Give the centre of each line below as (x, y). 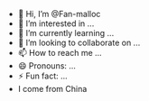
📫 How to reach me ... (60, 53)
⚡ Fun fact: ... (42, 76)
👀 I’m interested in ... (56, 23)
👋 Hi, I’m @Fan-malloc (59, 14)
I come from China (52, 89)
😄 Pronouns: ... (47, 66)
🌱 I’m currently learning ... (66, 33)
